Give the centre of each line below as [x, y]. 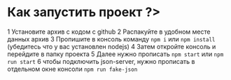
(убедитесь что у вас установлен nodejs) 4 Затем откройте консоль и [112, 46]
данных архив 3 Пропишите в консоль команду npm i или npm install [111, 39]
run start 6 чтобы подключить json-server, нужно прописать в [101, 61]
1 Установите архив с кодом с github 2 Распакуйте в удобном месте [109, 32]
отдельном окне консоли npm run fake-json [72, 69]
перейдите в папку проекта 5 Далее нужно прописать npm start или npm [115, 54]
